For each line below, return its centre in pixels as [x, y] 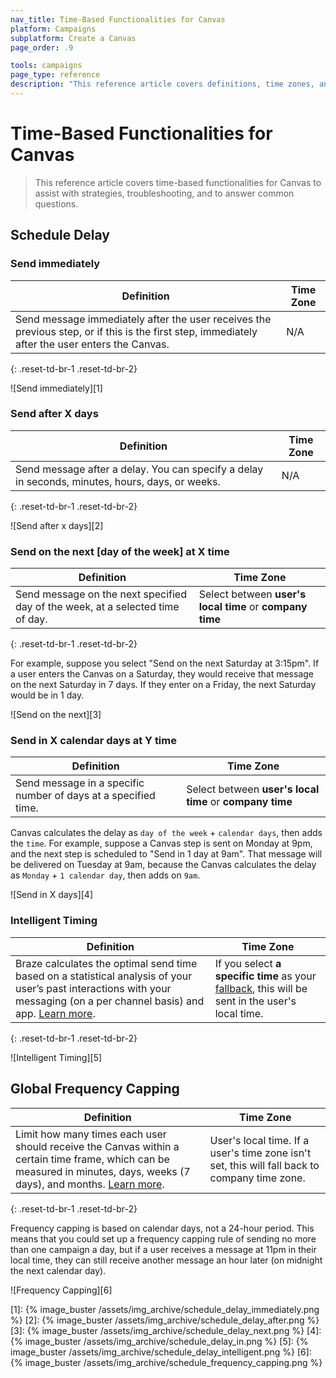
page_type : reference [55, 75]
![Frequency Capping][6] [61, 1290]
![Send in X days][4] [51, 895]
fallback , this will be [261, 988]
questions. [56, 203]
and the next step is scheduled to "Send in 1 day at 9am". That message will [166, 854]
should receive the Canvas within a [97, 1146]
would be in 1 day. [47, 695]
